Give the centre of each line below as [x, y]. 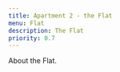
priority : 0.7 [32, 38]
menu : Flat [26, 23]
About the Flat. [33, 61]
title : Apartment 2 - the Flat [60, 16]
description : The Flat [46, 30]
